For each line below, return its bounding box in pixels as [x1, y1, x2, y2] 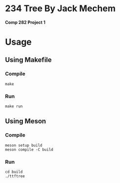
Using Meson [5, 117, 46, 125]
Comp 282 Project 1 [5, 19, 45, 25]
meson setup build [5, 142, 42, 148]
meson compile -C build [5, 147, 54, 152]
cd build [5, 169, 23, 174]
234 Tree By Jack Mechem [5, 3, 116, 14]
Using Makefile [5, 56, 52, 64]
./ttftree [5, 174, 25, 179]
